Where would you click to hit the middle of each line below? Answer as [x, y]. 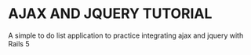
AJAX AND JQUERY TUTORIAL [110, 14]
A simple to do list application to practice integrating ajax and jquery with [126, 35]
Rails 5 [19, 43]
